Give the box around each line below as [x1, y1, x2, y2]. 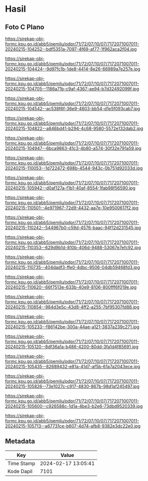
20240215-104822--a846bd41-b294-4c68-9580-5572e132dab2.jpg [5, 125, 143, 131]
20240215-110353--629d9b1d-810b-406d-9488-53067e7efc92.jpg [5, 245, 141, 250]
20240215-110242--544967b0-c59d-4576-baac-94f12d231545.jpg [5, 225, 141, 230]
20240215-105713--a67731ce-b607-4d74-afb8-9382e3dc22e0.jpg [5, 423, 141, 429]
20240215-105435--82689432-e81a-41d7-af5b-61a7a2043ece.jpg [5, 364, 141, 369]
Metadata [5, 437, 35, 445]
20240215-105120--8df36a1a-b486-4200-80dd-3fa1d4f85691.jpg [5, 344, 139, 350]
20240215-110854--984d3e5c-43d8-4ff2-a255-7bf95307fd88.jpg [5, 304, 140, 310]
